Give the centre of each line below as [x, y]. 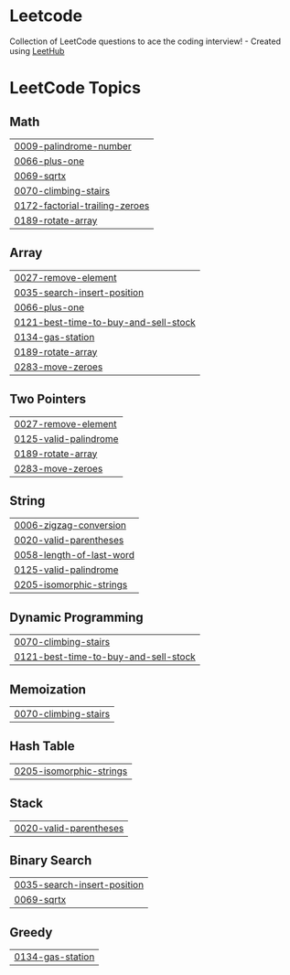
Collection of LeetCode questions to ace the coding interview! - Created [145, 41]
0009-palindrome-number [73, 145]
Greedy [31, 932]
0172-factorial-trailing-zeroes [82, 205]
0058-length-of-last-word [75, 555]
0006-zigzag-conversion [70, 525]
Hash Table [42, 746]
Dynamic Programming [76, 617]
